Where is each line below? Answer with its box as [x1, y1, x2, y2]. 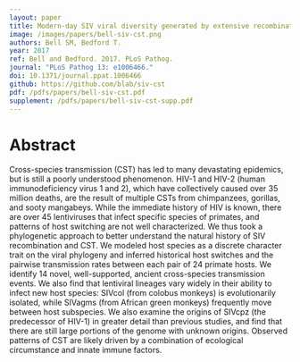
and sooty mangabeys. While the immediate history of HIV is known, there [9, 202, 282, 213]
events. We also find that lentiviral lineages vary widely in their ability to [9, 278, 272, 289]
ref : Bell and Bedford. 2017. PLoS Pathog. [9, 55, 174, 63]
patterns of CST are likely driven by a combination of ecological [9, 335, 244, 346]
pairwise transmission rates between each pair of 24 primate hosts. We [9, 259, 272, 270]
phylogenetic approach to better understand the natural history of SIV [9, 231, 266, 241]
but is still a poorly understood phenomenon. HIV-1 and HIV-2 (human [9, 173, 266, 184]
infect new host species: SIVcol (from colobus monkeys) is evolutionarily [9, 288, 277, 299]
